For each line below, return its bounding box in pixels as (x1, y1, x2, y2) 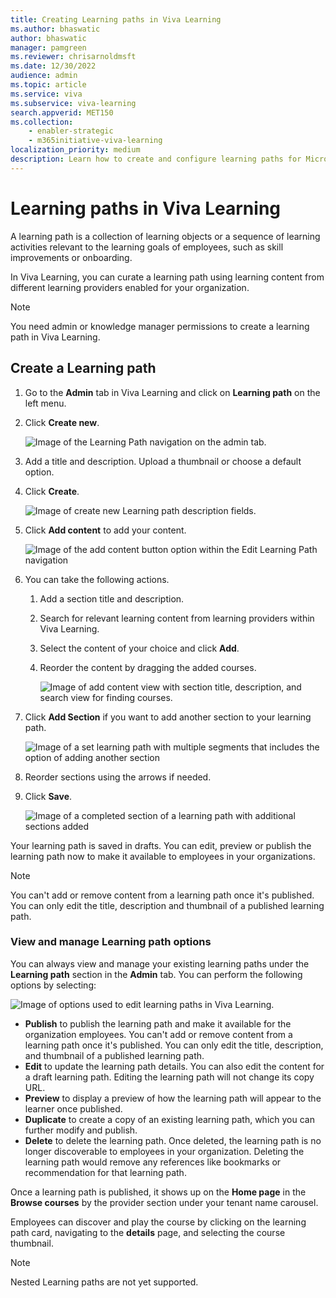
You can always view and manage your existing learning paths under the (10, 957, 310, 970)
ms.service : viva (10, 89, 83, 99)
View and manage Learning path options (10, 935, 212, 949)
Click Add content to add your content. (24, 524, 187, 536)
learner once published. (24, 1102, 123, 1115)
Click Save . (24, 790, 73, 802)
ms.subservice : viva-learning (10, 98, 137, 108)
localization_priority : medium (10, 145, 141, 155)
